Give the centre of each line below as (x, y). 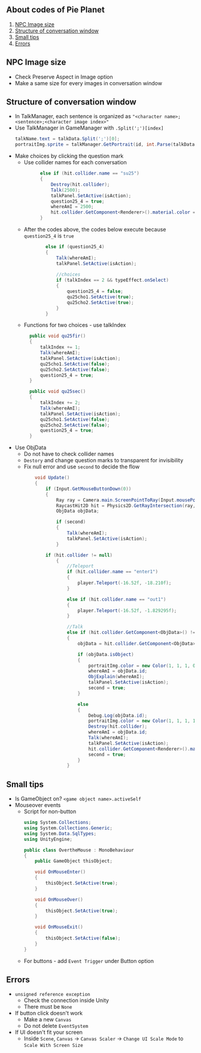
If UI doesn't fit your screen (48, 1032)
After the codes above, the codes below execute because (95, 230)
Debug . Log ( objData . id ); (118, 715)
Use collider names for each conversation (75, 163)
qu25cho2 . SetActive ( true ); (100, 302)
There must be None (48, 1007)
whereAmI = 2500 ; (72, 207)
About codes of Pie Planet (56, 10)
